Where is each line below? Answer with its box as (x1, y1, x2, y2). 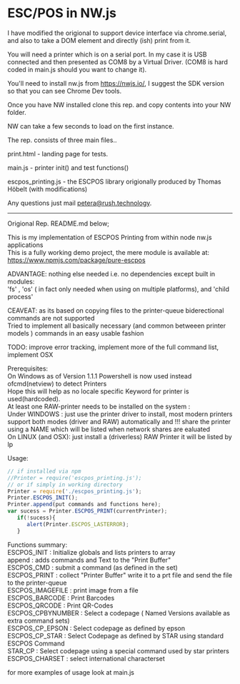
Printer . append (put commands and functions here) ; (7, 501, 161, 508)
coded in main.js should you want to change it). (7, 65, 147, 74)
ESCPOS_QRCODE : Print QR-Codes (7, 601, 114, 610)
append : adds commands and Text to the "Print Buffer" (7, 555, 171, 564)
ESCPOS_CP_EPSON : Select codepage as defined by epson (7, 623, 186, 633)
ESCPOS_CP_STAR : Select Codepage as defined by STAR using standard (7, 631, 224, 640)
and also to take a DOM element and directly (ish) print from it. (7, 36, 191, 44)
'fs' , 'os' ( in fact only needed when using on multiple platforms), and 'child (7, 284, 230, 293)
